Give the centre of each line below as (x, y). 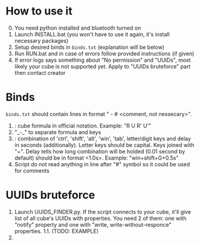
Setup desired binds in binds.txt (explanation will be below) (89, 47)
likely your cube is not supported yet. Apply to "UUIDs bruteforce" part (102, 66)
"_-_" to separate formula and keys (58, 132)
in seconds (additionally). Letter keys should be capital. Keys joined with (104, 145)
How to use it (39, 11)
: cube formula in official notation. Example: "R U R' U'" (83, 126)
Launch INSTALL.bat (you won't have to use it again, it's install (92, 34)
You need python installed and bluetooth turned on (78, 28)
